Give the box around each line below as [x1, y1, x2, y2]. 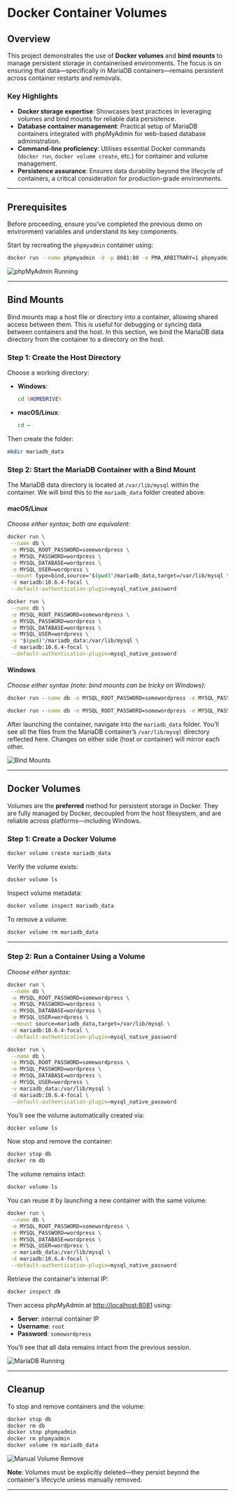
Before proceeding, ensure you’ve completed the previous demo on [7, 220, 203, 229]
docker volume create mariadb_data [7, 850, 111, 857]
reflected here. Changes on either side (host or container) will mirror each [7, 734, 220, 743]
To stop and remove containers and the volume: [7, 1402, 145, 1411]
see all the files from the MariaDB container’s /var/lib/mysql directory [7, 727, 210, 736]
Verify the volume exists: [7, 862, 79, 871]
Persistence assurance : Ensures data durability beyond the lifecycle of [17, 167, 224, 175]
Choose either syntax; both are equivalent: [7, 520, 131, 528]
